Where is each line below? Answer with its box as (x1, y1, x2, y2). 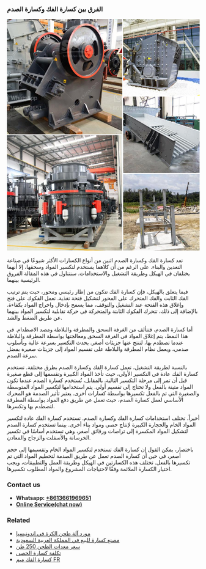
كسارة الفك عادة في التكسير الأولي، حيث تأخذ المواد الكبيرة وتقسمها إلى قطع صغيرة (7, 370, 199, 377)
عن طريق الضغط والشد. (7, 314, 63, 321)
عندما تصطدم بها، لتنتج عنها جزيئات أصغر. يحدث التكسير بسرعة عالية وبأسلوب (7, 339, 184, 346)
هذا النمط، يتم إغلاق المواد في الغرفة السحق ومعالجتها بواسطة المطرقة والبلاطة (7, 332, 188, 339)
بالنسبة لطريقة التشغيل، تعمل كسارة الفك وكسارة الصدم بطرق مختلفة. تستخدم (7, 363, 188, 371)
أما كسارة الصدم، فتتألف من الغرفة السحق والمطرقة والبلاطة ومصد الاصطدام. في (7, 326, 193, 333)
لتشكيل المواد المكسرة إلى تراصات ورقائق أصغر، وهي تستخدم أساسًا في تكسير (7, 427, 188, 435)
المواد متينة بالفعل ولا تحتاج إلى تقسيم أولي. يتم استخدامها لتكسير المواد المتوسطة (7, 383, 193, 390)
